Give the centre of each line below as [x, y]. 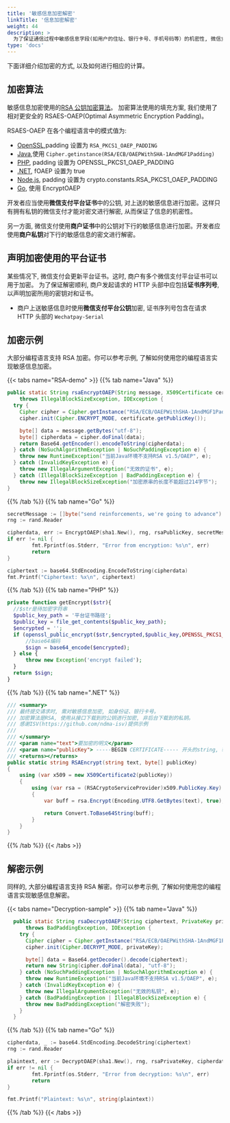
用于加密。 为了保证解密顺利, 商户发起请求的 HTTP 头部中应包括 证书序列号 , [113, 284]
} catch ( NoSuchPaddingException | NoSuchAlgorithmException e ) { [116, 973]
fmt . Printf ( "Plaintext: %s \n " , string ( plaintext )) [81, 1100]
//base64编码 [43, 641]
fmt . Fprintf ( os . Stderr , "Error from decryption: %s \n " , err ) [121, 1074]
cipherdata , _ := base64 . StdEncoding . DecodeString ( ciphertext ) [99, 1043]
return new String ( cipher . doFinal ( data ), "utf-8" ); [100, 966]
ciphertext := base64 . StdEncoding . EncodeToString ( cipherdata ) [98, 571]
